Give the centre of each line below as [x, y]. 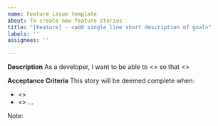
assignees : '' [28, 41]
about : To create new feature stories [65, 21]
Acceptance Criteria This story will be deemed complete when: [101, 81]
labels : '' [24, 34]
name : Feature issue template [52, 14]
